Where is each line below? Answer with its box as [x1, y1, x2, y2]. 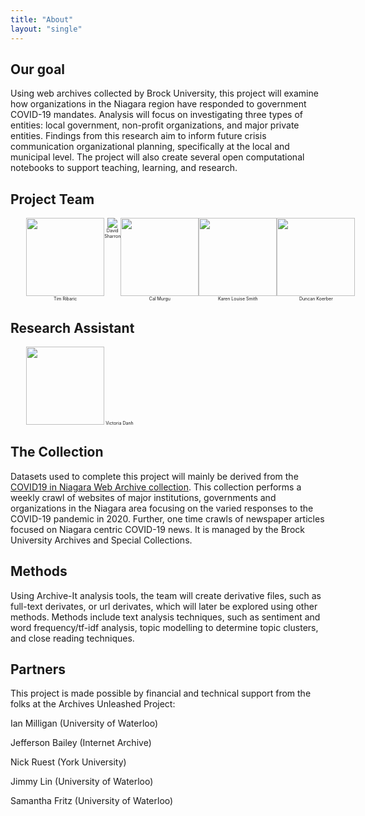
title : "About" [10, 14, 74, 25]
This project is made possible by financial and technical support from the [10, 687, 312, 700]
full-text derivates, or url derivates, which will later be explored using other [10, 600, 318, 612]
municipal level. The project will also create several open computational [10, 151, 305, 163]
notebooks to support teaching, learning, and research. [10, 162, 238, 174]
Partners [10, 661, 67, 678]
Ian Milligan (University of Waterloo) [10, 717, 159, 730]
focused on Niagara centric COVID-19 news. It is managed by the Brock [10, 523, 305, 535]
